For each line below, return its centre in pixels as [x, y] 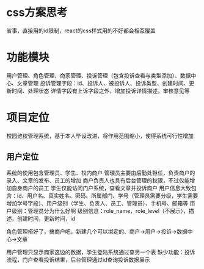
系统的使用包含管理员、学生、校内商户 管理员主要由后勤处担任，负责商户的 [101, 173]
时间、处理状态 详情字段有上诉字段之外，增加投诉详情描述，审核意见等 [100, 91]
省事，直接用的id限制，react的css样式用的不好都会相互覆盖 [81, 30]
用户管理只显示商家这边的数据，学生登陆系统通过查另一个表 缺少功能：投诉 [101, 252]
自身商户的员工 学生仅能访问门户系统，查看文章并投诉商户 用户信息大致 [101, 188]
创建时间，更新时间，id [46, 218]
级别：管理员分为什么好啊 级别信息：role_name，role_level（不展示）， [100, 210]
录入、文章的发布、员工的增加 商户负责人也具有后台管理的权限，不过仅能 [98, 180]
